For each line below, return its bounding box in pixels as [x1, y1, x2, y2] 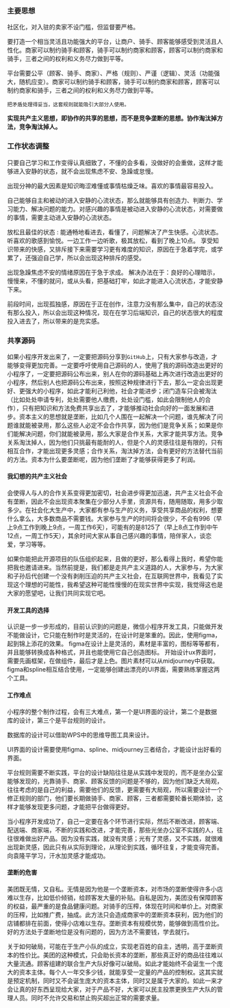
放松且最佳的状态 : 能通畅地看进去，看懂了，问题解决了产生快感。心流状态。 [7, 228, 222, 236]
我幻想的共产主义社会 [7, 472, 67, 480]
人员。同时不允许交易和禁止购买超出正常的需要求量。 [12, 994, 163, 1002]
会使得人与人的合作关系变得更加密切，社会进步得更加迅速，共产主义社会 [7, 489, 211, 497]
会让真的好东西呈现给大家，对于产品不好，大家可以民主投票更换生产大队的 [7, 985, 217, 993]
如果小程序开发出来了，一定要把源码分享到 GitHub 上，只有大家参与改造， [7, 352, 212, 360]
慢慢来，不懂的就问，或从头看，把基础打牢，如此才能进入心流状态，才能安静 [7, 276, 223, 285]
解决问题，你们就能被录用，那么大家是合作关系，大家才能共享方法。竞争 [18, 430, 223, 438]
